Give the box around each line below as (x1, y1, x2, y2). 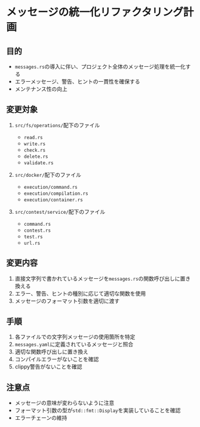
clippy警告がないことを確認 (14, 363, 82, 370)
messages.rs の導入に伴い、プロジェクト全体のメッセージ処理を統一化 (14, 63, 186, 70)
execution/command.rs (23, 184, 78, 190)
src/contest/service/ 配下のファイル (14, 208, 106, 215)
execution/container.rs (23, 196, 84, 203)
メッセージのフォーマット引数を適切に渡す (14, 297, 120, 305)
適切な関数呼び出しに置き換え (14, 348, 88, 355)
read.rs (23, 134, 43, 140)
